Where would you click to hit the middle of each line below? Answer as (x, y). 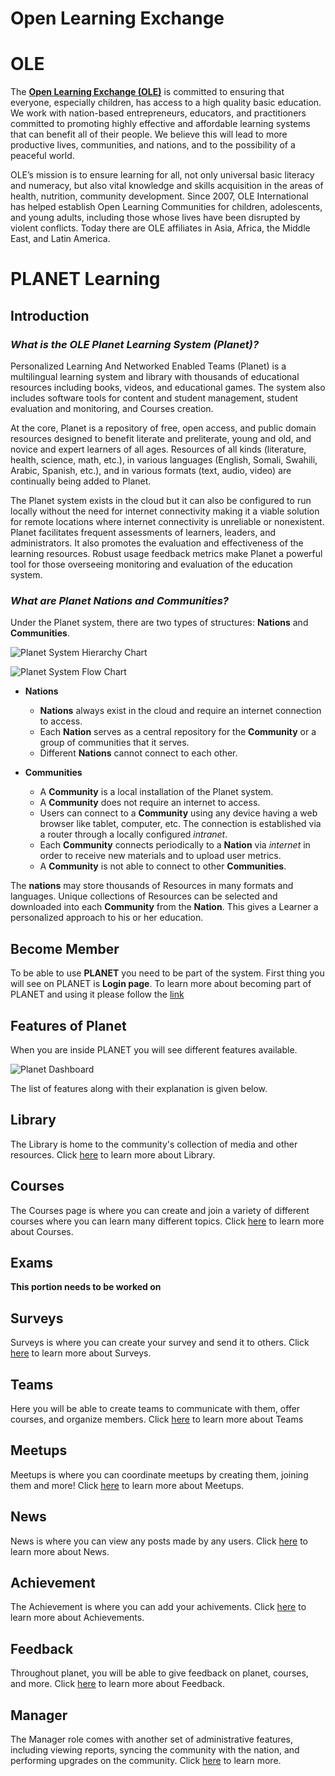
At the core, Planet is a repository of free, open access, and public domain (163, 428)
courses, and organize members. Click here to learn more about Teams (157, 1419)
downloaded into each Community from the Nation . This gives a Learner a (164, 907)
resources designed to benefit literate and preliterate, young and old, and (161, 438)
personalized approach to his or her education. (107, 918)
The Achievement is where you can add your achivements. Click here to (158, 1607)
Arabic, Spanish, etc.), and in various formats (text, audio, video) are (151, 470)
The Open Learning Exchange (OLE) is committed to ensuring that (147, 92)
